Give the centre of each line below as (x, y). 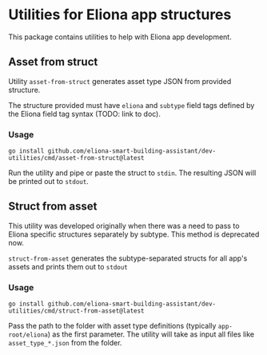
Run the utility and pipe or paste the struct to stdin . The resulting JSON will (132, 173)
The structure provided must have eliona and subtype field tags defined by (132, 105)
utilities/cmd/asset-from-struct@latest (77, 158)
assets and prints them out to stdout (68, 266)
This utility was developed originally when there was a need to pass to (124, 225)
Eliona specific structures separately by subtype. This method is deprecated (134, 234)
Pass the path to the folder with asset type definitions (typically (112, 326)
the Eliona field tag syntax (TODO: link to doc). (85, 114)
